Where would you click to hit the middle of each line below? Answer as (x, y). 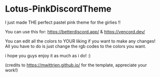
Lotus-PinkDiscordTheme (58, 9)
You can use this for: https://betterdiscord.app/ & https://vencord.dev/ (75, 31)
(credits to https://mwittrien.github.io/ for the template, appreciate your (76, 65)
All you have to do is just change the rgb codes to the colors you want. (76, 46)
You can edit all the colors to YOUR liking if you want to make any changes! (80, 41)
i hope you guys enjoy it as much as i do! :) (48, 55)
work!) (11, 70)
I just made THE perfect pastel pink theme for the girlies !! (63, 22)
